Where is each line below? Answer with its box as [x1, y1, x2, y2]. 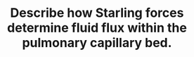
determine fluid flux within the [6, 20, 188, 36]
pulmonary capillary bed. [22, 35, 172, 51]
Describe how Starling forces [10, 5, 184, 21]
